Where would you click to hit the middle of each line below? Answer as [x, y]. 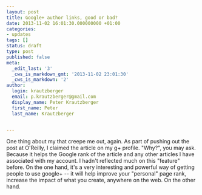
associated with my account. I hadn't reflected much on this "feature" [93, 161]
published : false [28, 57]
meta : [13, 63]
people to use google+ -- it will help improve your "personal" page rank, [96, 174]
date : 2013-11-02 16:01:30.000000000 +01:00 [63, 23]
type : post [20, 52]
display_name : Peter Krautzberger [55, 102]
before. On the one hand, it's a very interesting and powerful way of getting [101, 167]
